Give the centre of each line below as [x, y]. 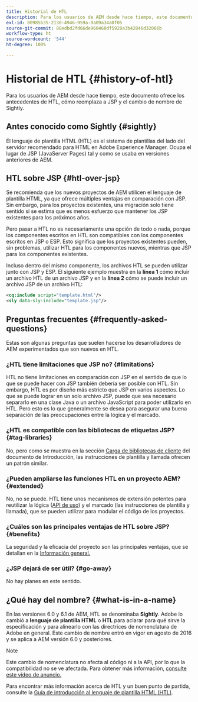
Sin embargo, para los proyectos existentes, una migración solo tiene [90, 205]
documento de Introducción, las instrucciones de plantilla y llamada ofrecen [98, 457]
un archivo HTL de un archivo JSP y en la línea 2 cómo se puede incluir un [97, 278]
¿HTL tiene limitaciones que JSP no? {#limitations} [80, 364]
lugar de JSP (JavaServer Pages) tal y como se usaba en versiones [88, 153]
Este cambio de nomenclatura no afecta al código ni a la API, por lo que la [96, 662]
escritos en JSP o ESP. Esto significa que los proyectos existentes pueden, [97, 242]
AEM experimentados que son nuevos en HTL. [62, 349]
